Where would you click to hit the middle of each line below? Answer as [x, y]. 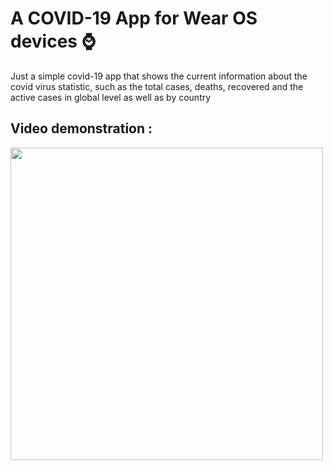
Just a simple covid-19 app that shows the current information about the [159, 76]
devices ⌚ [53, 41]
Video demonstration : [81, 128]
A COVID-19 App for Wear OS [134, 18]
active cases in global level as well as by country [111, 97]
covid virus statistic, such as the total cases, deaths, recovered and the [157, 86]
